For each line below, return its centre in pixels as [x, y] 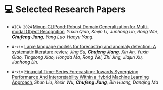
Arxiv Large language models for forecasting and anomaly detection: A [84, 46]
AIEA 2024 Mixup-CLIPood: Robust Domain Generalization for [74, 26]
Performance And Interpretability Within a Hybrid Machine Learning [80, 77]
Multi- [143, 26]
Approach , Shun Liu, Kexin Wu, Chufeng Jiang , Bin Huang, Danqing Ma [85, 82]
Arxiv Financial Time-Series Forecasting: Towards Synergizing [75, 71]
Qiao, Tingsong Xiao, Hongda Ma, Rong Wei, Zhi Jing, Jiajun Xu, [77, 57]
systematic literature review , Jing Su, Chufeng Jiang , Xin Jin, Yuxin [80, 52]
